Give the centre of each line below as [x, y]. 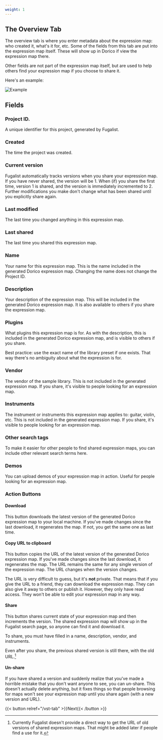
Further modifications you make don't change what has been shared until [78, 191]
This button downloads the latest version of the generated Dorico [70, 516]
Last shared [19, 232]
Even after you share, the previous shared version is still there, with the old [80, 650]
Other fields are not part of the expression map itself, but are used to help [78, 66]
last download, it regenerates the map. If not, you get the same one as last [79, 527]
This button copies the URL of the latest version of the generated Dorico [77, 554]
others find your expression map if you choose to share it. [63, 71]
